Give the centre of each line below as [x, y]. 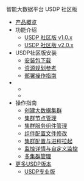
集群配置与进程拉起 [48, 141]
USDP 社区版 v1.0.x [48, 37]
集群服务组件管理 [46, 126]
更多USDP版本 [33, 164]
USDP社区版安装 [36, 53]
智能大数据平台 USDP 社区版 [42, 9]
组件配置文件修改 [46, 133]
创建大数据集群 [43, 110]
